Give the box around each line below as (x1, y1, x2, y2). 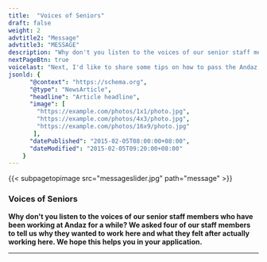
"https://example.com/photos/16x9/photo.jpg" (37, 122, 191, 130)
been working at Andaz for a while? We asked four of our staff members (8, 220, 251, 229)
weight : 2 (8, 26, 41, 34)
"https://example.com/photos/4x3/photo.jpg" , (37, 115, 191, 123)
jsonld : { (8, 71, 41, 79)
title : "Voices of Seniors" (8, 11, 105, 20)
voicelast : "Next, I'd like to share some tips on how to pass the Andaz (8, 64, 258, 71)
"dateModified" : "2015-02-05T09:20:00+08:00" (29, 144, 183, 152)
